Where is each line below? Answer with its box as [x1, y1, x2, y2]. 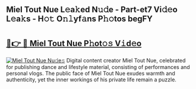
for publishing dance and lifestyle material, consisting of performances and [6, 64, 190, 70]
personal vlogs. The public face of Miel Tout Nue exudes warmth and [6, 70, 175, 77]
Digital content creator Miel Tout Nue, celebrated [66, 57, 186, 64]
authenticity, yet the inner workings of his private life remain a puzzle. [6, 76, 177, 83]
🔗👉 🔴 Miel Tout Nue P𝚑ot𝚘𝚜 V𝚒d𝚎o [6, 38, 142, 48]
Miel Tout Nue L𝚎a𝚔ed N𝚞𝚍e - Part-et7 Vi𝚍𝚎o [6, 5, 178, 15]
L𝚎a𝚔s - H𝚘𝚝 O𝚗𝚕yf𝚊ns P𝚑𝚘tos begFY [6, 14, 153, 24]
